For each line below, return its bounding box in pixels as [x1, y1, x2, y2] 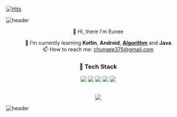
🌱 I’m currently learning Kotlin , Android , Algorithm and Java [25, 40, 172, 46]
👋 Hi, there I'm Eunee [72, 28, 124, 35]
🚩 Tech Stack [79, 62, 117, 70]
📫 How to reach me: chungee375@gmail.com [43, 46, 154, 52]
